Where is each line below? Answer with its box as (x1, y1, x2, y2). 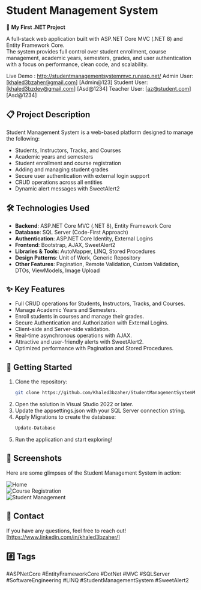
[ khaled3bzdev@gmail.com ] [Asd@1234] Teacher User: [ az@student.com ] (6, 85, 191, 92)
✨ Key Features (6, 284, 65, 294)
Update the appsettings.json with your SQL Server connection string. (14, 407, 186, 415)
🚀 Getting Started (6, 362, 73, 373)
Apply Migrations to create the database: (14, 413, 116, 421)
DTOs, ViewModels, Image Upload (14, 267, 100, 274)
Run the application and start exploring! (14, 436, 113, 443)
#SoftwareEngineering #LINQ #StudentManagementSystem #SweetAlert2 (6, 577, 189, 584)
